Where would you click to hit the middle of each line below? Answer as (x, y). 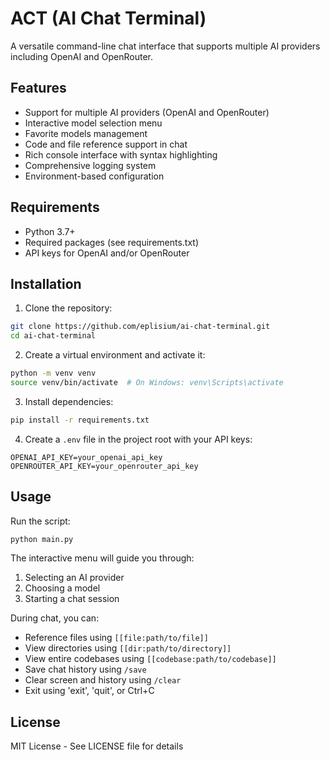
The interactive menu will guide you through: (102, 558)
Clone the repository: (68, 308)
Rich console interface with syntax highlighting (121, 154)
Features (38, 88)
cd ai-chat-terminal (53, 336)
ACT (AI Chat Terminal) (108, 18)
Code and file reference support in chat (106, 144)
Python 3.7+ (50, 231)
